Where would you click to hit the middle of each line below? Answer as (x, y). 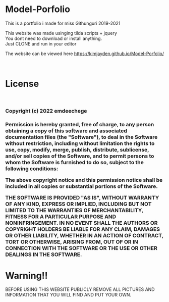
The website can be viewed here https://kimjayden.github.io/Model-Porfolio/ (85, 54)
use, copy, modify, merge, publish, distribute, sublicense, (77, 149)
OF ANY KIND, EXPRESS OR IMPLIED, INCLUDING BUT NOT (78, 204)
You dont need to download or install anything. (54, 38)
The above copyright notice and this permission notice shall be (84, 180)
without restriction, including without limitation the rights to (80, 143)
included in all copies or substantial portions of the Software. (81, 186)
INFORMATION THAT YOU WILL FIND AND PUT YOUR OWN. (68, 295)
